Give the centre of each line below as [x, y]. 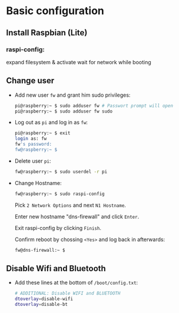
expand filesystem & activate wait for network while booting [79, 62]
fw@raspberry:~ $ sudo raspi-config [59, 194]
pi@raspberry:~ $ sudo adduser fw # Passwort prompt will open [94, 106]
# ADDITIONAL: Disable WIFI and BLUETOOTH [67, 294]
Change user [30, 81]
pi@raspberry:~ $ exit [42, 133]
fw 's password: [33, 144]
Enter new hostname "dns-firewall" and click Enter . [77, 216]
